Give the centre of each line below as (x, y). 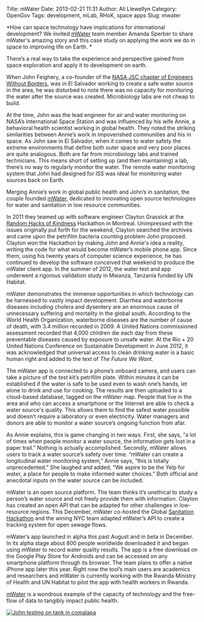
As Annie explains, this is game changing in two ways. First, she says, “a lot (101, 435)
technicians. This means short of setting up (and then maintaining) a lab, (97, 161)
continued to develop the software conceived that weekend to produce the (100, 262)
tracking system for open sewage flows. (57, 525)
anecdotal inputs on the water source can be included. (75, 480)
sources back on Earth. (36, 180)
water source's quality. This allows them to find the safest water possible (98, 410)
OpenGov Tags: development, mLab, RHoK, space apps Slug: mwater (94, 15)
